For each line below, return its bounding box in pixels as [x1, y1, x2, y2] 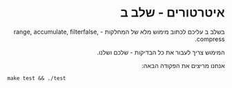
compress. [194, 34, 225, 43]
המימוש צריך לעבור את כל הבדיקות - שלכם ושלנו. [97, 48, 225, 56]
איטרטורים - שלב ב [120, 5, 225, 21]
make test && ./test [7, 74, 67, 82]
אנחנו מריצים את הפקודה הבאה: [141, 61, 225, 69]
